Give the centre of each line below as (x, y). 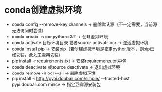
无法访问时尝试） (29, 30)
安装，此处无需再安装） (39, 55)
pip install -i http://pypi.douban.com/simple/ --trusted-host (71, 78)
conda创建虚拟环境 (43, 10)
